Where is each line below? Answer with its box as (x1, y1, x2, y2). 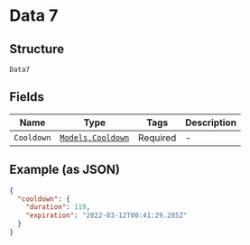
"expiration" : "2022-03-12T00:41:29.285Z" (25, 211, 188, 221)
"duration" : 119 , (25, 203, 91, 212)
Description (184, 116, 237, 129)
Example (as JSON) (9, 162, 120, 177)
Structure (9, 41, 65, 57)
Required (138, 132, 177, 144)
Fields (9, 89, 45, 104)
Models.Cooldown (60, 132, 130, 142)
